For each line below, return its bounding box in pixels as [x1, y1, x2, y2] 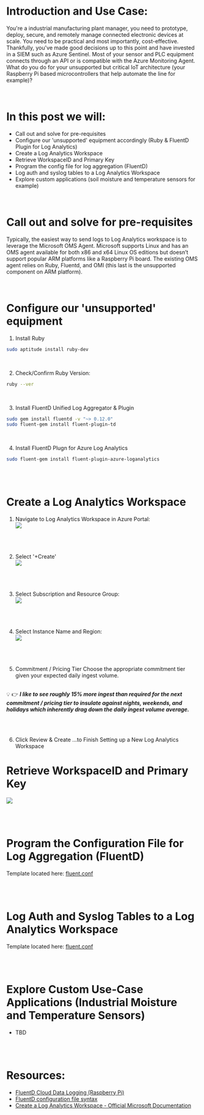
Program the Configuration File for [6, 837, 184, 851]
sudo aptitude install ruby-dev [6, 346, 89, 352]
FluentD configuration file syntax [15, 1095, 98, 1102]
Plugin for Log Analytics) [15, 143, 78, 150]
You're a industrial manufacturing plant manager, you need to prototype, [6, 24, 188, 32]
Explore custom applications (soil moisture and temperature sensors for [15, 176, 195, 183]
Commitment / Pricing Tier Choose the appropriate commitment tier [15, 665, 186, 673]
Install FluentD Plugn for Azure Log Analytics [15, 445, 128, 452]
